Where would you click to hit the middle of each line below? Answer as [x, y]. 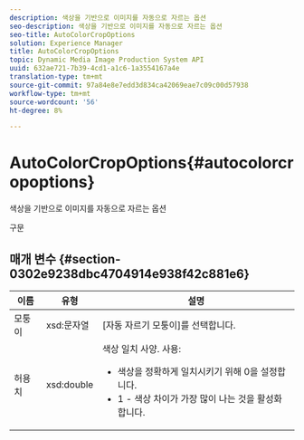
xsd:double [70, 384]
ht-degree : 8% [36, 110]
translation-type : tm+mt [56, 77]
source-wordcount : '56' [54, 102]
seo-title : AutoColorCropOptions [72, 34]
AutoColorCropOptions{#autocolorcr [152, 163]
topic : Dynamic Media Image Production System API [107, 60]
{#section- [90, 259]
